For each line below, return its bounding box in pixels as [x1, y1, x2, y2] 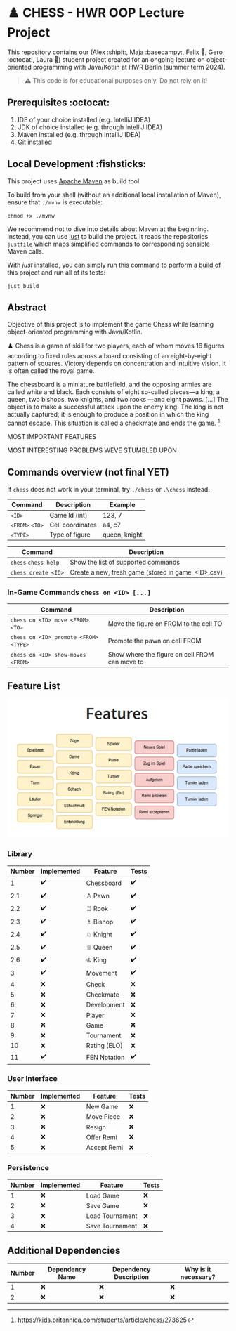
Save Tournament [86, 1222, 138, 1231]
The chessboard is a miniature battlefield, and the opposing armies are [7, 380, 212, 389]
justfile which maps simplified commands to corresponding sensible [7, 240, 211, 248]
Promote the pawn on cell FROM [107, 636, 202, 645]
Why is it [185, 1265, 211, 1273]
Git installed [17, 138, 53, 146]
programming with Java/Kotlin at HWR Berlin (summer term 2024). [32, 63, 226, 71]
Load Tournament [86, 1212, 138, 1220]
